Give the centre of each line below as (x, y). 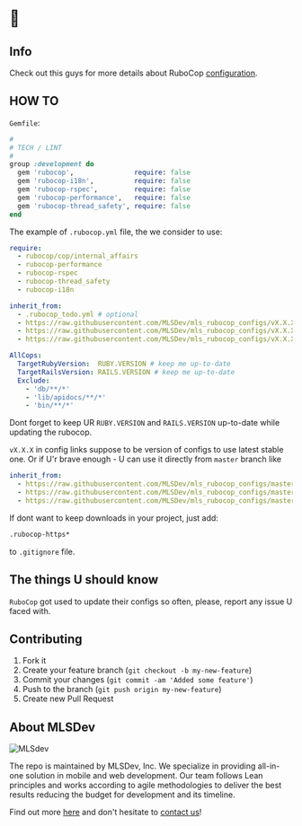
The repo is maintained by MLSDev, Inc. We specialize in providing (133, 766)
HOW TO (34, 101)
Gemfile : (25, 123)
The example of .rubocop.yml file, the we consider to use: (116, 232)
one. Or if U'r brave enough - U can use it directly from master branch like (145, 459)
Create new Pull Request (68, 699)
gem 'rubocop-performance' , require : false (104, 198)
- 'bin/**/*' (50, 406)
